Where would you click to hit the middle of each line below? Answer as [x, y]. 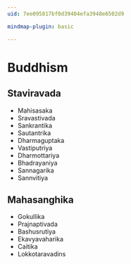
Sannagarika [36, 170]
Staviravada [34, 93]
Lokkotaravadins [42, 254]
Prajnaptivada [38, 224]
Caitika [27, 246]
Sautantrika [34, 133]
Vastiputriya [35, 148]
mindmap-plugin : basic [40, 26]
